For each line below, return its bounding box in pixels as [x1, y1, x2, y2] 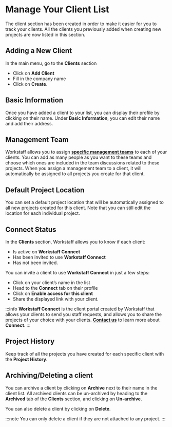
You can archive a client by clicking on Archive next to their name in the [5, 384, 158, 391]
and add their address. [5, 120, 53, 126]
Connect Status [5, 225, 56, 234]
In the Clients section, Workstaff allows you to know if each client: [5, 239, 145, 245]
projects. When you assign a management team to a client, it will [5, 165, 142, 172]
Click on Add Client [12, 70, 55, 76]
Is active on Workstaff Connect [12, 249, 81, 255]
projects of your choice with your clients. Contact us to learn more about [5, 317, 160, 323]
